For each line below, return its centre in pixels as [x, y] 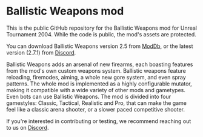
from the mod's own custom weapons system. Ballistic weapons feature [96, 70]
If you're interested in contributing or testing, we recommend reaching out [99, 121]
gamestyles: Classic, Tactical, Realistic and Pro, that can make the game [96, 103]
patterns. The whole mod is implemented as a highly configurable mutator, [99, 84]
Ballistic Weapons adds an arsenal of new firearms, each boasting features [100, 64]
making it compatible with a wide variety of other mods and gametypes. [96, 90]
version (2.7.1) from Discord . [41, 52]
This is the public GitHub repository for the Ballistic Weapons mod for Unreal [101, 28]
